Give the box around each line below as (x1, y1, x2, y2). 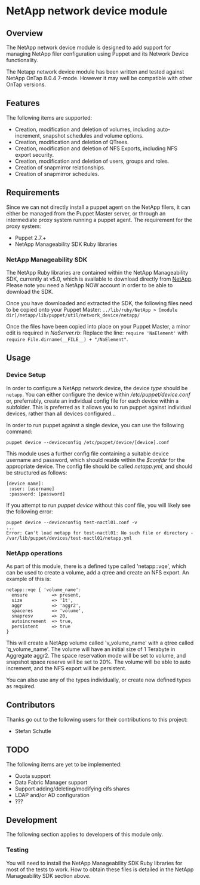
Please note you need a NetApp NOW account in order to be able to (6, 281, 173, 288)
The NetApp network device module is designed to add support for (6, 44, 171, 51)
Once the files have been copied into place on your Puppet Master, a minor (6, 323, 190, 330)
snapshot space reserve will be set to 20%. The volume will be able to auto (6, 658, 191, 665)
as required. (6, 682, 36, 689)
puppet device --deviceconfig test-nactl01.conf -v (6, 519, 137, 525)
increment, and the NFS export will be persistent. (6, 664, 127, 671)
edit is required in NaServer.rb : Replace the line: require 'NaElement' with (6, 329, 188, 336)
